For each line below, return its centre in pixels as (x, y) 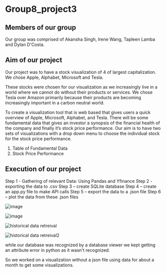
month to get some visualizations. (40, 265)
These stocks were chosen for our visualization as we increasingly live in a (81, 87)
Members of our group (41, 27)
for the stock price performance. (38, 138)
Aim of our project (34, 60)
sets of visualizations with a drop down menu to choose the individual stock (83, 133)
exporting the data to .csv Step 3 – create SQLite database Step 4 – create (81, 186)
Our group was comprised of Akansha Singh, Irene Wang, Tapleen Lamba (80, 39)
